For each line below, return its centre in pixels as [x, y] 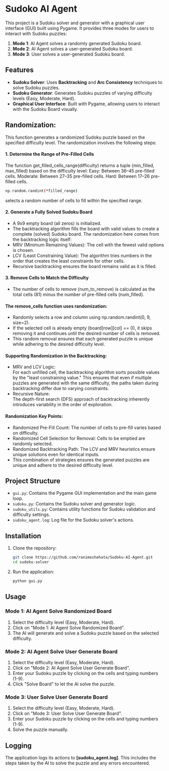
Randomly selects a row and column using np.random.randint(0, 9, [82, 317]
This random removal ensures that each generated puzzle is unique [83, 339]
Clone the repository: [35, 548]
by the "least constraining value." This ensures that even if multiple [82, 378]
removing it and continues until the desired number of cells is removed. [86, 333]
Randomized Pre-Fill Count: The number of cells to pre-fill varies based [87, 427]
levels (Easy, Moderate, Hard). [44, 98]
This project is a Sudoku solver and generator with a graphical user [75, 23]
